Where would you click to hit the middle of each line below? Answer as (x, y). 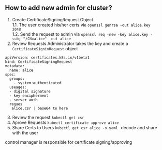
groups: (17, 79)
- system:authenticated (38, 83)
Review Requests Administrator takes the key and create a (70, 44)
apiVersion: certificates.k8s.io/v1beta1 (47, 58)
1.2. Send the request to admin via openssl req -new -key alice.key (80, 34)
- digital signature (30, 91)
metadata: (15, 66)
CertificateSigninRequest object (45, 48)
